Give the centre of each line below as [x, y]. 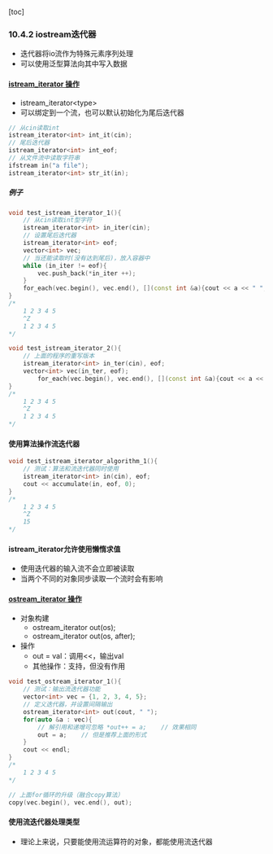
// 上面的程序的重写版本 [59, 356]
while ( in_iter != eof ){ [65, 265]
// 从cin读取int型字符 [58, 220]
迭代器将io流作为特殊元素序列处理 [77, 54]
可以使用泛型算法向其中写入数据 [74, 64]
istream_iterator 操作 [44, 84]
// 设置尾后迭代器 [50, 235]
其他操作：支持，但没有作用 [79, 666]
